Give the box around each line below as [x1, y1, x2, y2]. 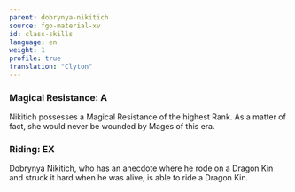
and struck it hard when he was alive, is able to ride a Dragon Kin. [9, 173, 249, 183]
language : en [9, 37, 58, 47]
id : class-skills [9, 29, 74, 38]
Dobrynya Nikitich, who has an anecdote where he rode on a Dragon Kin [9, 163, 274, 173]
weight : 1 [9, 46, 46, 55]
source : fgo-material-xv [9, 21, 101, 30]
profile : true [9, 54, 62, 63]
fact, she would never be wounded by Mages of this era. [9, 121, 215, 132]
